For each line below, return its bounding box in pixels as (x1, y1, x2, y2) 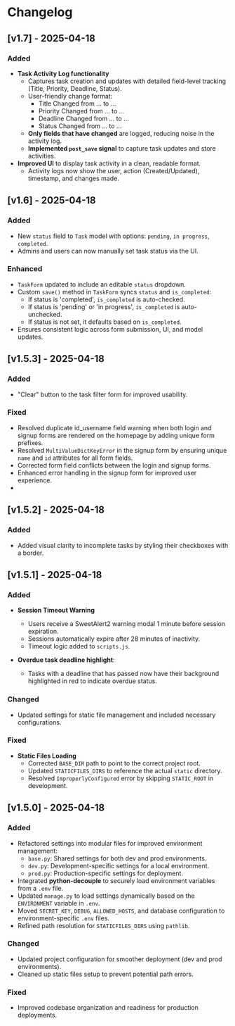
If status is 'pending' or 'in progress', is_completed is (27, 302, 180, 311)
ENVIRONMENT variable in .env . (17, 899, 100, 907)
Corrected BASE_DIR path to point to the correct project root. (27, 758, 201, 768)
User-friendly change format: (27, 92, 113, 100)
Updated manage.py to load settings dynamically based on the (17, 892, 195, 900)
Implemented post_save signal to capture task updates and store (27, 144, 216, 152)
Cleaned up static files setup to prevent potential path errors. (17, 970, 194, 978)
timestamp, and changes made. (27, 174, 119, 182)
